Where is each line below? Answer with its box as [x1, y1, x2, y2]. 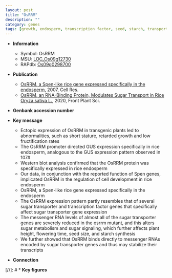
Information [12, 40, 39, 47]
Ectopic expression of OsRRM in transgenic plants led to [20, 127, 139, 134]
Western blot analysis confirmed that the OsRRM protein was [20, 160, 149, 166]
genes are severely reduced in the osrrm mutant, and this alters [20, 220, 155, 226]
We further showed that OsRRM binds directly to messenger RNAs [20, 236, 160, 242]
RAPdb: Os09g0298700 [20, 61, 71, 68]
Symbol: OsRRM [20, 51, 55, 57]
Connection [12, 257, 38, 263]
